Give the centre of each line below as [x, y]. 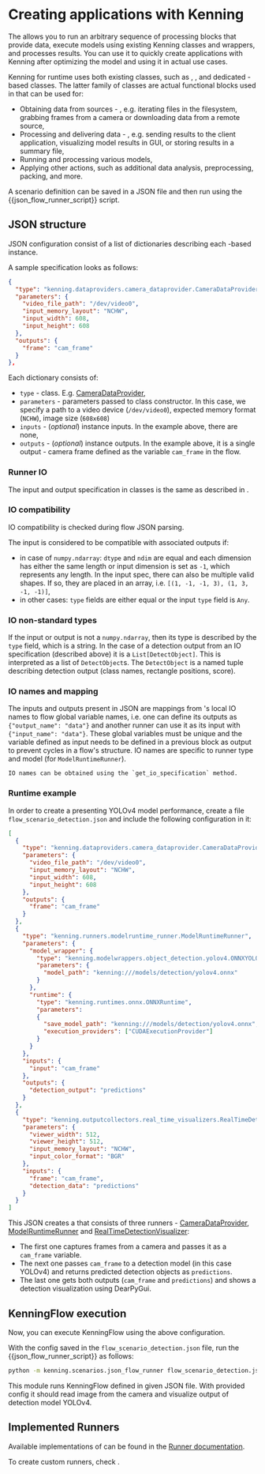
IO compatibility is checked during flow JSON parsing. [96, 527]
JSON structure [47, 225]
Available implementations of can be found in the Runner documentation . [127, 1446]
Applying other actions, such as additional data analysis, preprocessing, [136, 167]
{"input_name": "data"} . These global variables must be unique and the [125, 734]
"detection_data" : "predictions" [84, 1186]
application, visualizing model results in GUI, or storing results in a [127, 142]
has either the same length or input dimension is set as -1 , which [125, 566]
